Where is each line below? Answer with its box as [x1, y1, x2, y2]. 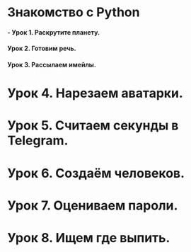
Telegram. [7, 132, 69, 149]
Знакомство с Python [7, 4, 140, 21]
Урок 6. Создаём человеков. [7, 165, 185, 181]
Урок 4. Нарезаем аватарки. [7, 86, 184, 101]
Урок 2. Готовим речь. [7, 44, 76, 53]
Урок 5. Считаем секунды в [7, 118, 179, 134]
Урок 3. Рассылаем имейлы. [7, 60, 97, 69]
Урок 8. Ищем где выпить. [7, 229, 170, 246]
